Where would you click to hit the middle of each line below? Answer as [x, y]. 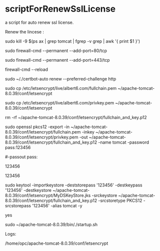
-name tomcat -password [124, 142]
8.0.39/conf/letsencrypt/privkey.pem [42, 137]
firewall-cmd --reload [27, 69]
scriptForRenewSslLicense [60, 9]
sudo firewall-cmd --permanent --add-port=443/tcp [57, 60]
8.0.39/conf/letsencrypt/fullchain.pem [43, 132]
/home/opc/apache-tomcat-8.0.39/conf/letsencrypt [56, 243]
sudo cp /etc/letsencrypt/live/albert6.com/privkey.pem [60, 102]
